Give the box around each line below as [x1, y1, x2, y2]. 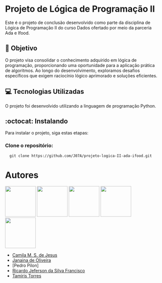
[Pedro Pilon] [12, 262, 39, 268]
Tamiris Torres [12, 273, 42, 279]
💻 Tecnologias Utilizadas [5, 87, 84, 96]
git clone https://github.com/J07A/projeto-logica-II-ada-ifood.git [9, 153, 152, 158]
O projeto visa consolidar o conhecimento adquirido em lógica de [5, 57, 137, 63]
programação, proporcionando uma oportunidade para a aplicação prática [5, 62, 155, 68]
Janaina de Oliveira [12, 257, 51, 263]
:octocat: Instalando [5, 117, 68, 125]
